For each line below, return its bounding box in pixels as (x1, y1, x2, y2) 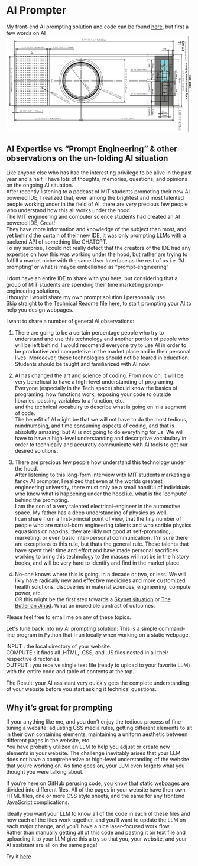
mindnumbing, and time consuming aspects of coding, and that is (14, 422, 174, 429)
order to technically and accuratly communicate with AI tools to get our (14, 441, 188, 448)
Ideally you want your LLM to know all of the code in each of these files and (6, 810, 190, 818)
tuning (6, 725, 22, 732)
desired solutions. (14, 447, 59, 454)
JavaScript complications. (6, 799, 70, 806)
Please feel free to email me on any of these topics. (6, 613, 131, 621)
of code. (14, 409, 35, 417)
